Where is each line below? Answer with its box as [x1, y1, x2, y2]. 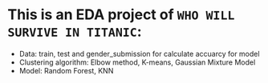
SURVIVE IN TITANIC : [7, 22, 142, 41]
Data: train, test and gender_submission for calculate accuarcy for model [18, 49, 260, 58]
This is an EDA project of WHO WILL [7, 6, 235, 24]
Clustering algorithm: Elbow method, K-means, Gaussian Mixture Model [18, 57, 256, 67]
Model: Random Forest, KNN [18, 65, 114, 75]
